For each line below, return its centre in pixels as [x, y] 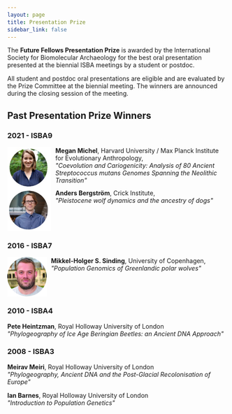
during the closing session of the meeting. [68, 94]
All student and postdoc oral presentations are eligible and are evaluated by [116, 79]
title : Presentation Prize [46, 22]
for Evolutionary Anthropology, [100, 158]
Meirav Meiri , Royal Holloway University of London [81, 366]
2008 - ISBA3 [31, 352]
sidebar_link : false [37, 29]
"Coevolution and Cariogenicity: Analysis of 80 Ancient [135, 166]
